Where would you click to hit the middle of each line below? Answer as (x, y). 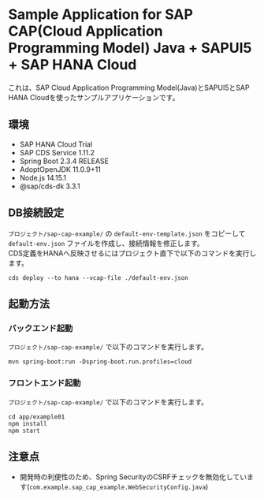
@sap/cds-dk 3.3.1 (50, 186)
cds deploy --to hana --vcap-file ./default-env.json (99, 277)
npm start (24, 430)
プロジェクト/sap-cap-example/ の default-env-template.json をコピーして (127, 233)
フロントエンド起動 (45, 383)
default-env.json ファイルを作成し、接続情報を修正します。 (106, 243)
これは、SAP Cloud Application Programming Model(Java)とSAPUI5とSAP (129, 88)
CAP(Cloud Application (86, 31)
